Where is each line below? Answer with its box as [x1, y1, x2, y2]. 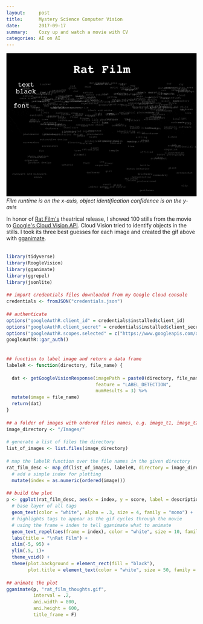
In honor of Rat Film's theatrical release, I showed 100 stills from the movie [6, 215, 192, 223]
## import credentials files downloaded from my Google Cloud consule [6, 292, 188, 298]
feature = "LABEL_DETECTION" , [95, 381, 172, 387]
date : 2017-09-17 [6, 22, 66, 29]
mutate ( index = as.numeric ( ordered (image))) [11, 477, 126, 483]
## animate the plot [6, 580, 59, 586]
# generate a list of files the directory [6, 439, 115, 445]
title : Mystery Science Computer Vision [6, 16, 123, 22]
